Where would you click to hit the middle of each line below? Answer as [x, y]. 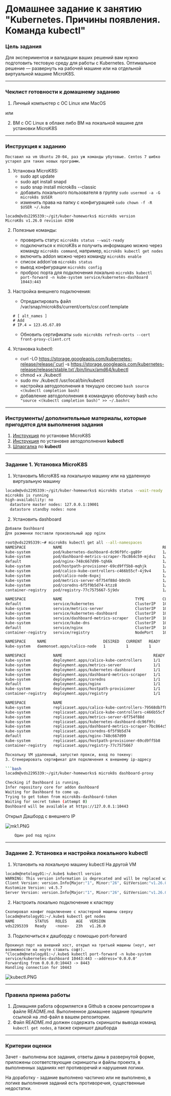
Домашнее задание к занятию [74, 9]
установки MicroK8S [35, 128]
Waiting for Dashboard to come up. [43, 792]
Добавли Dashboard [25, 529]
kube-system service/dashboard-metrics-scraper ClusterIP [81, 618]
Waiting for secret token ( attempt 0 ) [46, 801]
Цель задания [23, 46]
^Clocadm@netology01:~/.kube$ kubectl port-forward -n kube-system [78, 954]
